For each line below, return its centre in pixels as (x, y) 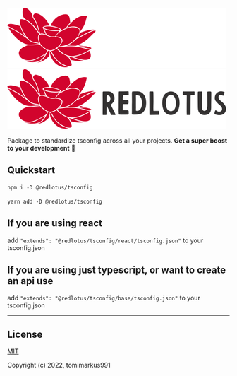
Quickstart (31, 170)
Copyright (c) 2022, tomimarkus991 (59, 365)
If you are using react (55, 223)
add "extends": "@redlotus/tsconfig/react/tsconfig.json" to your (105, 240)
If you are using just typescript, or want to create (117, 270)
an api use (30, 281)
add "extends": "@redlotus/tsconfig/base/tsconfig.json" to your (104, 298)
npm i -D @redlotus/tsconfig (50, 187)
